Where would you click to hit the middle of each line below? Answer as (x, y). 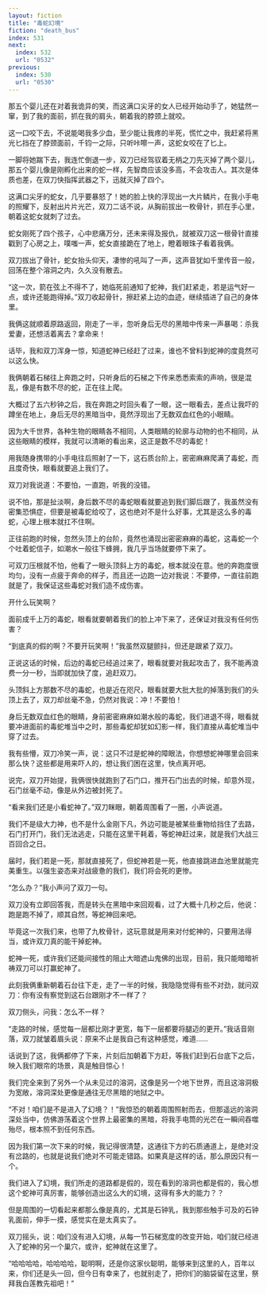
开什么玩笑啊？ (33, 602)
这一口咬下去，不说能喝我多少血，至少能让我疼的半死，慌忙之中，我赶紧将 (130, 133)
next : (17, 45)
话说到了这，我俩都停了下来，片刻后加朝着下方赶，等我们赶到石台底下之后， (133, 1056)
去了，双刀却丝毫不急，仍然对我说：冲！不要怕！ (102, 699)
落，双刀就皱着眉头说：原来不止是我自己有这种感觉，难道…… (108, 1038)
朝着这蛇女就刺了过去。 (46, 216)
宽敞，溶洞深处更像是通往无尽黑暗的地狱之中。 (91, 1092)
